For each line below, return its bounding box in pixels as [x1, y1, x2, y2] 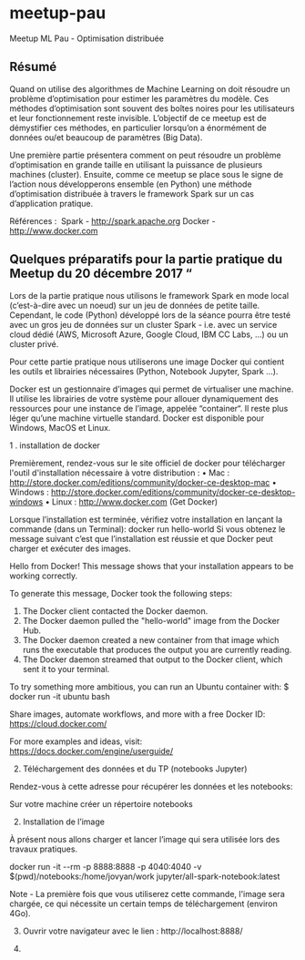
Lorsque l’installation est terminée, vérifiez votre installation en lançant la [9, 514, 283, 525]
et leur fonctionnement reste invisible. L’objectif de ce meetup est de [9, 112, 267, 123]
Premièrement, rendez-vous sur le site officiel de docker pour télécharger [9, 457, 286, 468]
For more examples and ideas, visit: [9, 736, 143, 747]
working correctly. [9, 570, 78, 581]
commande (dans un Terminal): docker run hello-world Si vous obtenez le [9, 523, 286, 535]
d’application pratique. [9, 198, 94, 209]
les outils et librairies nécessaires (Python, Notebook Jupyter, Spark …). [9, 365, 279, 376]
